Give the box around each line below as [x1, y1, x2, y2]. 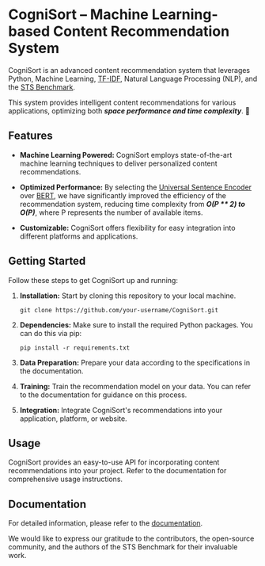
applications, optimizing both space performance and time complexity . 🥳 [8, 105, 251, 116]
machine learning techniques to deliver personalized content [19, 159, 218, 168]
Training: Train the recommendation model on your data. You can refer [19, 381, 252, 391]
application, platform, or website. [19, 414, 128, 423]
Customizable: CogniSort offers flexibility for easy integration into [19, 223, 236, 232]
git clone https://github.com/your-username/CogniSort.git [19, 306, 219, 314]
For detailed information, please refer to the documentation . [8, 518, 203, 528]
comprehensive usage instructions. [8, 474, 123, 484]
